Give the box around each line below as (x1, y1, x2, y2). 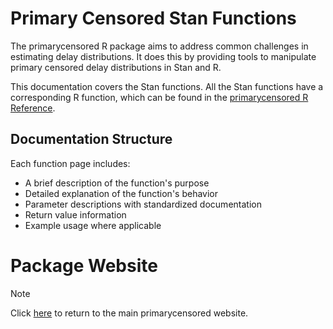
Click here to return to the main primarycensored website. (10, 307, 249, 319)
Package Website (10, 254, 158, 277)
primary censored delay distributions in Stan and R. (10, 61, 222, 73)
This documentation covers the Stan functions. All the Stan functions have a (10, 80, 324, 92)
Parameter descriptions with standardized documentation (24, 198, 262, 210)
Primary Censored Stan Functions (10, 7, 297, 30)
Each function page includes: (10, 157, 131, 169)
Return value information (24, 208, 127, 221)
